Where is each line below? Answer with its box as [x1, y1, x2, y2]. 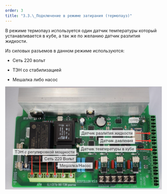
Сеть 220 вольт [12, 57, 46, 63]
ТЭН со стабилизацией [12, 67, 62, 73]
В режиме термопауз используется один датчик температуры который [5, 27, 157, 33]
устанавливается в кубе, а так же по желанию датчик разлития [5, 33, 141, 39]
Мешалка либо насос [12, 76, 58, 82]
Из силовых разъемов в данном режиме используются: [5, 48, 125, 54]
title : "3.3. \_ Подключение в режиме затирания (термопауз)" [5, 13, 133, 18]
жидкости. [5, 38, 27, 44]
